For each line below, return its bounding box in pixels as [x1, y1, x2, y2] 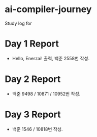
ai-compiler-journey [5, 4, 92, 15]
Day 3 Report [5, 109, 61, 120]
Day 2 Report [5, 73, 61, 85]
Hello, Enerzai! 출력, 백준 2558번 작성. [12, 55, 90, 61]
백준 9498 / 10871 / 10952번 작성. [12, 90, 81, 97]
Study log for [5, 20, 33, 26]
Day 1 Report [5, 38, 59, 50]
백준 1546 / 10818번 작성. [12, 126, 63, 132]
